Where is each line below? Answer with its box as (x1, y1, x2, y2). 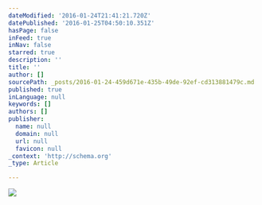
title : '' (8, 64, 41, 72)
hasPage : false (8, 26, 59, 34)
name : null (15, 122, 52, 130)
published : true (8, 85, 62, 94)
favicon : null (15, 145, 62, 153)
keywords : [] (8, 100, 52, 108)
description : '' (8, 56, 62, 64)
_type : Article (8, 160, 59, 168)
